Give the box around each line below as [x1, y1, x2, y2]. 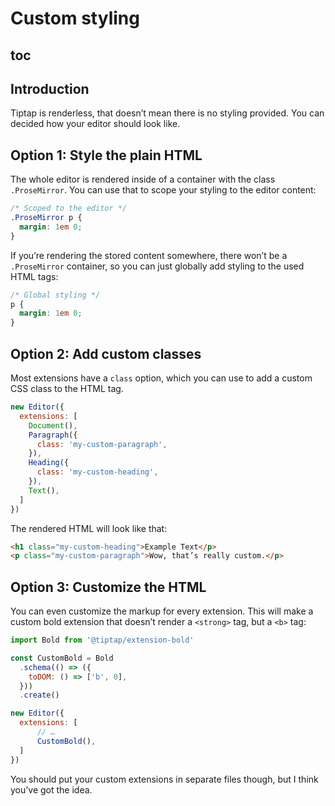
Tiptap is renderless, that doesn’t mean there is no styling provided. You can [10, 107, 325, 119]
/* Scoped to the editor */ [10, 203, 128, 214]
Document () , [28, 420, 78, 431]
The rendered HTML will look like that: [10, 522, 168, 534]
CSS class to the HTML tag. [10, 383, 124, 395]
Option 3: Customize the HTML [10, 578, 207, 596]
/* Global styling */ [10, 290, 101, 300]
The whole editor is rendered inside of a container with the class [10, 173, 276, 186]
